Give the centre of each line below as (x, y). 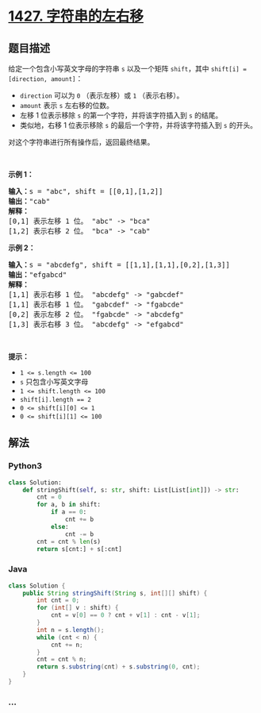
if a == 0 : (69, 512)
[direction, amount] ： (46, 79)
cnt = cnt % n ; (62, 660)
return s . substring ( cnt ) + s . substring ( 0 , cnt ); (119, 667)
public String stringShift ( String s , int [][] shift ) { (115, 593)
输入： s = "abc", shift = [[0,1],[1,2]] (86, 191)
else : (59, 526)
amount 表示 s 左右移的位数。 (66, 105)
